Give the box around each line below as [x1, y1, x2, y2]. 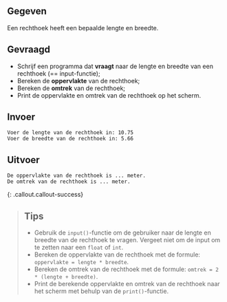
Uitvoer [7, 154, 40, 166]
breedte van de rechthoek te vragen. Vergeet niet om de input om [34, 236, 221, 244]
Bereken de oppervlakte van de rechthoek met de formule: [34, 250, 201, 259]
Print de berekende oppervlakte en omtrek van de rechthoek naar [34, 280, 220, 288]
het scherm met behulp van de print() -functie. [34, 287, 169, 295]
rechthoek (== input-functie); [17, 69, 101, 78]
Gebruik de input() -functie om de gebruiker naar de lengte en [34, 228, 211, 237]
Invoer [7, 111, 36, 123]
